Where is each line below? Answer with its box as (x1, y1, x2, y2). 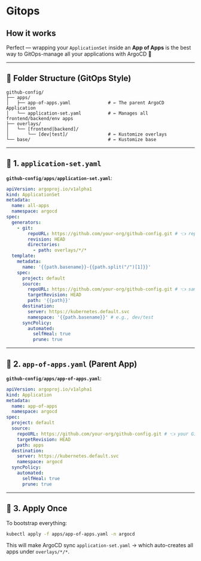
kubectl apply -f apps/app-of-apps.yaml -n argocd (6, 531, 135, 537)
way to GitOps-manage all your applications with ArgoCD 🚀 (6, 50, 152, 58)
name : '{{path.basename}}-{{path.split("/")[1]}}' (22, 264, 151, 270)
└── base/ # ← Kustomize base (6, 136, 157, 142)
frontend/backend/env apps (6, 115, 74, 121)
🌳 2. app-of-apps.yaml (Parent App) (6, 359, 138, 369)
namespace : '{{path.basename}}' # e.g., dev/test (28, 314, 154, 320)
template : (11, 253, 36, 259)
